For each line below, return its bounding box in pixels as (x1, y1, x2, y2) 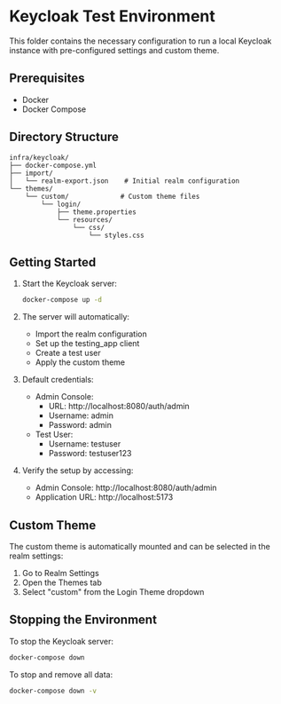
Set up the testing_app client (35, 338, 140, 349)
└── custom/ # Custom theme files (25, 192, 200, 201)
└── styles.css (88, 231, 144, 240)
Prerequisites (9, 71, 85, 86)
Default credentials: (21, 375, 95, 385)
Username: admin (48, 410, 113, 421)
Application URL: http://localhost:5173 (35, 492, 174, 502)
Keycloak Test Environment (9, 6, 215, 27)
